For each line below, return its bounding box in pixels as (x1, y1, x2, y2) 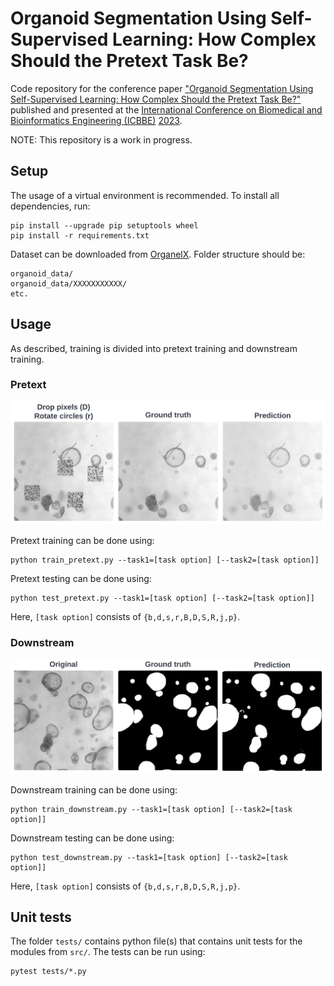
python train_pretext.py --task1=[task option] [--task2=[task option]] (10, 555, 320, 565)
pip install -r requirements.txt (10, 230, 150, 241)
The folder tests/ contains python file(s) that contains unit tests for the (10, 935, 303, 947)
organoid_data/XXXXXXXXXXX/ (10, 278, 128, 289)
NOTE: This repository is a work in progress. (10, 133, 193, 146)
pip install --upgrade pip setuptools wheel (10, 220, 199, 231)
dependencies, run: (10, 200, 91, 212)
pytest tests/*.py (10, 967, 87, 977)
